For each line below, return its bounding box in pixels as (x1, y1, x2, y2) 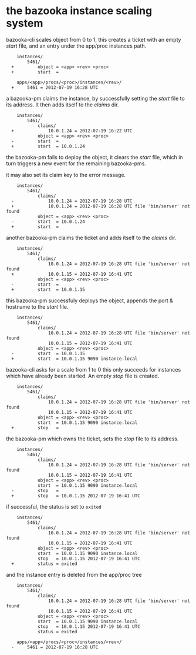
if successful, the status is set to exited (6, 503, 102, 510)
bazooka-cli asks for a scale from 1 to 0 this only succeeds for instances (6, 366, 181, 373)
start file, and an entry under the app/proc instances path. (6, 42, 147, 49)
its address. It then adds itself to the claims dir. (6, 101, 119, 108)
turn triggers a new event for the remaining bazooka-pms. (6, 160, 147, 167)
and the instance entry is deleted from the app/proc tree (6, 571, 142, 578)
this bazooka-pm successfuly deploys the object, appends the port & (6, 297, 173, 304)
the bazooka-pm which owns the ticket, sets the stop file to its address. (6, 435, 179, 442)
